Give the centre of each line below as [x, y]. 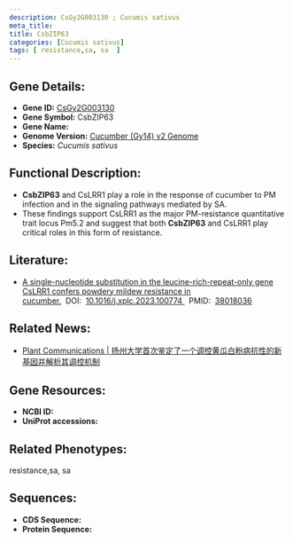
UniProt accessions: [60, 421]
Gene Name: [45, 126]
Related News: [50, 328]
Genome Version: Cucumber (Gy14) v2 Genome [110, 136]
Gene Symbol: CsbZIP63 [68, 117]
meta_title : [31, 26]
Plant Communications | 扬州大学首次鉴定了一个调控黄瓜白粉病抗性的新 [152, 350]
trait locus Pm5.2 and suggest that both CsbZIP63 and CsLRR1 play [145, 223]
